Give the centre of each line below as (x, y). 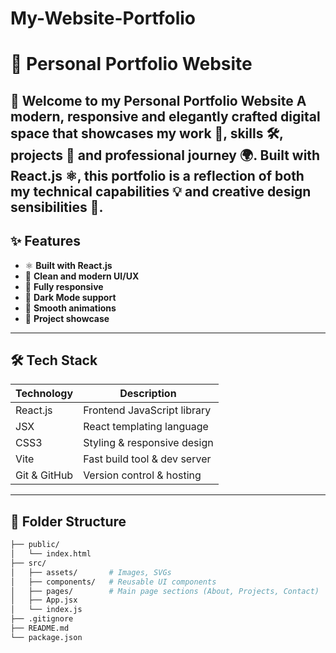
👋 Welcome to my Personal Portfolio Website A (158, 100)
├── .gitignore (42, 619)
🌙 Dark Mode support (70, 297)
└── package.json (46, 637)
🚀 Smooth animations (70, 308)
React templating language (146, 427)
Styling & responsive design (148, 443)
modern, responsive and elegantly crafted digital (165, 116)
